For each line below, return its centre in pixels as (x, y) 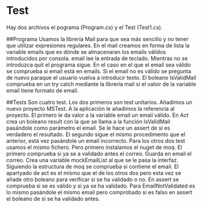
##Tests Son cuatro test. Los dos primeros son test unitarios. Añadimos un (99, 102)
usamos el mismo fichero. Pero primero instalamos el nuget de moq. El (94, 147)
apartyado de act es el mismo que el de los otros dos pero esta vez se (94, 172)
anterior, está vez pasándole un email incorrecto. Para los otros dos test (96, 140)
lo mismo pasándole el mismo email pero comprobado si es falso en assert (99, 192)
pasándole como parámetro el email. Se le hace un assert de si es (88, 128)
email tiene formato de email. (42, 90)
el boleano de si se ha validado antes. (53, 199)
